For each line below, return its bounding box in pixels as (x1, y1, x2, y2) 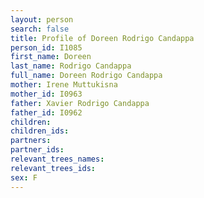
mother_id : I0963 (10, 89, 83, 99)
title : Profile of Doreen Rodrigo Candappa (10, 33, 195, 43)
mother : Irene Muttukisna (10, 80, 118, 90)
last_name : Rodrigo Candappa (10, 61, 132, 71)
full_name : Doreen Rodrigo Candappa (10, 71, 163, 81)
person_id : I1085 (10, 42, 83, 53)
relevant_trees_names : (10, 154, 105, 164)
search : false (10, 24, 70, 34)
